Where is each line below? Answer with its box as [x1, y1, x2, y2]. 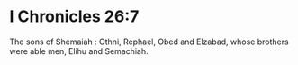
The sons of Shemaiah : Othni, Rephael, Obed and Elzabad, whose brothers [9, 36, 290, 47]
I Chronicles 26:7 [9, 6, 140, 27]
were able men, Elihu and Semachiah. [9, 45, 149, 56]
